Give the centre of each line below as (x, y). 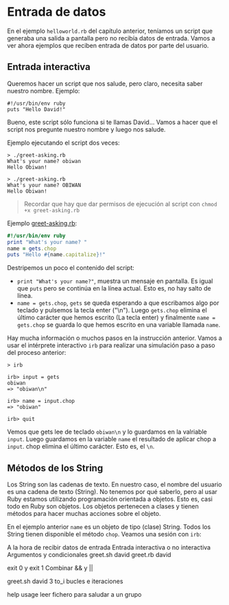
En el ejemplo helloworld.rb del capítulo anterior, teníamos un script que (110, 31)
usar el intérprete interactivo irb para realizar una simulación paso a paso (111, 345)
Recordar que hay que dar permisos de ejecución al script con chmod (120, 203)
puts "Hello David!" (37, 109)
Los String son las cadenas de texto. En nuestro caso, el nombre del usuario (114, 484)
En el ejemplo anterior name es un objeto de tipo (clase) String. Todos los (109, 527)
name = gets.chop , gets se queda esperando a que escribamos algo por (118, 303)
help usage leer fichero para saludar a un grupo (74, 595)
